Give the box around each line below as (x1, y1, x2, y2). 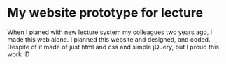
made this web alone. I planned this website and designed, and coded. (7, 35, 211, 43)
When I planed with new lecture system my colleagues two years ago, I (7, 28, 212, 36)
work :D (7, 50, 30, 58)
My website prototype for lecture (7, 5, 204, 21)
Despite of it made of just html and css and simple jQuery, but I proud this (7, 42, 219, 51)
